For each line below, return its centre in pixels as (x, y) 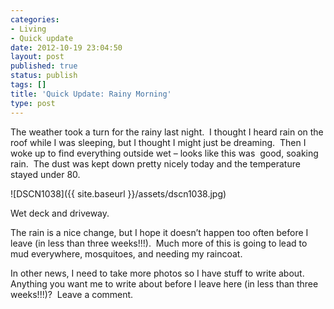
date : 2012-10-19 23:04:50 (66, 47)
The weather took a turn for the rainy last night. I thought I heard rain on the (167, 132)
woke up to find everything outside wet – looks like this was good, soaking (164, 153)
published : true (44, 66)
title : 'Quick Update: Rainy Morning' (91, 94)
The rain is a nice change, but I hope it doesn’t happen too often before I (159, 232)
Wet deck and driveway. (60, 213)
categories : (35, 19)
